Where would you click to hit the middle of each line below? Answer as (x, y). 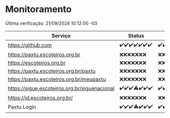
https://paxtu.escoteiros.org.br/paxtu (52, 71)
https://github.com (30, 45)
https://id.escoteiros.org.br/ (40, 98)
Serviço (61, 35)
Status (136, 35)
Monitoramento (38, 9)
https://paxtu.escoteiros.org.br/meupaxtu (57, 79)
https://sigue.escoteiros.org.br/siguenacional (61, 88)
